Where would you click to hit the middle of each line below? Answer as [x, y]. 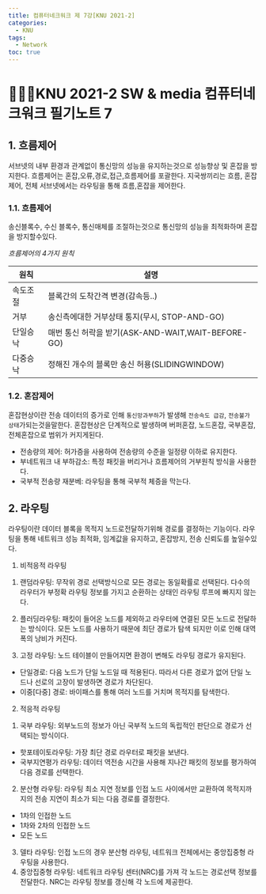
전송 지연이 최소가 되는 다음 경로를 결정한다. [102, 799]
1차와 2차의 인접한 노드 [55, 826]
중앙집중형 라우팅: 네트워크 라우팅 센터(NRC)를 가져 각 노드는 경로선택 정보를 [138, 872]
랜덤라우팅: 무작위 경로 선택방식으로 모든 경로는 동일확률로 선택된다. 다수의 [135, 582]
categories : [28, 23]
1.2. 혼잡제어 [31, 396]
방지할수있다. [37, 237]
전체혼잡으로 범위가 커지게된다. [56, 434]
